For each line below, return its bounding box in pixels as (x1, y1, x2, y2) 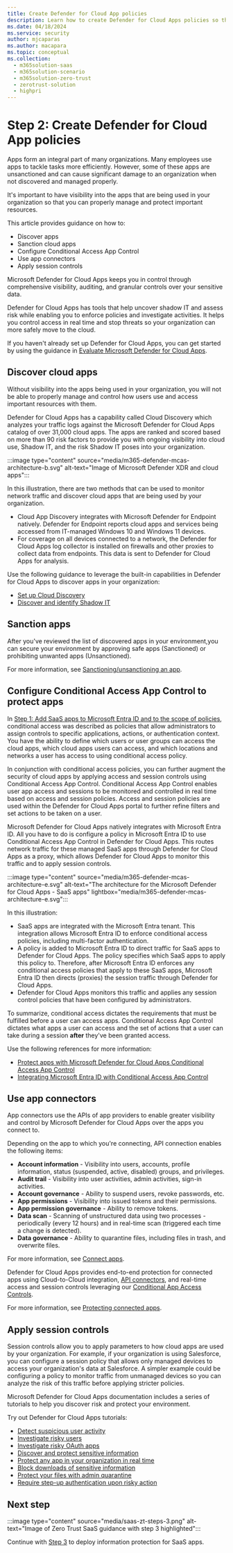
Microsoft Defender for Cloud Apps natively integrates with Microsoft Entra (7, 822, 221, 831)
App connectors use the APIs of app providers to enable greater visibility (7, 1111, 215, 1119)
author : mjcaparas (7, 36, 60, 43)
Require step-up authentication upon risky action (17, 1479, 157, 1487)
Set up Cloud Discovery (17, 591, 85, 599)
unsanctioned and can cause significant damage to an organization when (7, 170, 217, 178)
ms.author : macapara (7, 42, 67, 49)
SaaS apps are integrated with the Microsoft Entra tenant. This (17, 922, 196, 930)
